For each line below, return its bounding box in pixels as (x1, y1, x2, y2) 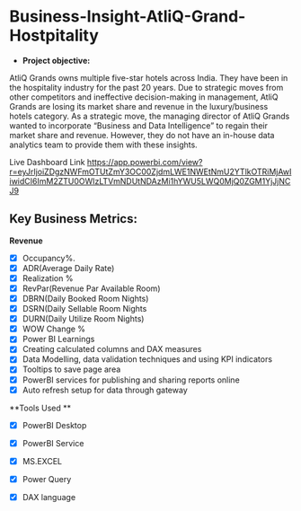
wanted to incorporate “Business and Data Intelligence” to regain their (9, 119, 268, 131)
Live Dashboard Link (9, 156, 85, 167)
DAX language (22, 491, 76, 502)
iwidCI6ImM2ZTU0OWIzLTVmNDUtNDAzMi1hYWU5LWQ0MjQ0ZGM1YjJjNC (9, 175, 291, 186)
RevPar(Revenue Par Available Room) (22, 283, 161, 294)
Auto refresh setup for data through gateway (22, 384, 189, 395)
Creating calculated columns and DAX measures (22, 344, 202, 355)
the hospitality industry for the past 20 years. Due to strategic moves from (9, 82, 284, 93)
